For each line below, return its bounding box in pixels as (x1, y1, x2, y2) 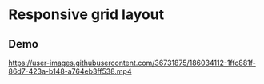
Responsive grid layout (8, 6, 165, 24)
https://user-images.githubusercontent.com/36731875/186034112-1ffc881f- (8, 58, 256, 67)
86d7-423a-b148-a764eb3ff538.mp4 (8, 67, 132, 76)
